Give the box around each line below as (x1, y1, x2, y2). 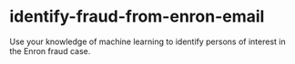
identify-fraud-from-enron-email (9, 6, 265, 27)
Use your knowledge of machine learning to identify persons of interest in (9, 36, 286, 47)
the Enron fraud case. (9, 45, 91, 56)
